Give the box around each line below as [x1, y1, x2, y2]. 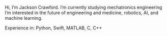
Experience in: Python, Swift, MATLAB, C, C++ [5, 25, 102, 31]
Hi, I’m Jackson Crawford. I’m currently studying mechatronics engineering [5, 5, 162, 10]
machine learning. [5, 15, 43, 21]
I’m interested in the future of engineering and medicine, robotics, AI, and [5, 10, 159, 16]
